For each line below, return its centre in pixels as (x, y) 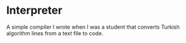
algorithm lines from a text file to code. (55, 33)
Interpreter (34, 10)
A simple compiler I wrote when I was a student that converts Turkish (93, 27)
